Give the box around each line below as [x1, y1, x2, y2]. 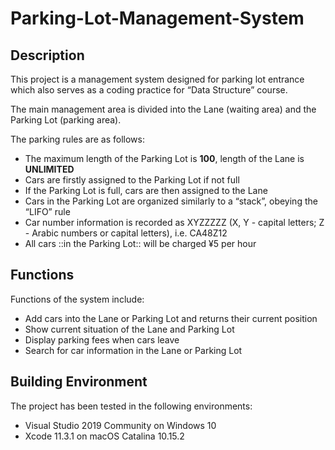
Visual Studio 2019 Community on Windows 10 [24, 419, 217, 431]
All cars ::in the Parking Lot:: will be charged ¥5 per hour [24, 238, 257, 249]
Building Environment [10, 373, 148, 391]
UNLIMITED [24, 163, 75, 175]
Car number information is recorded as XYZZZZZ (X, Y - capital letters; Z [24, 217, 325, 228]
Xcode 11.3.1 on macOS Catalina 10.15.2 [24, 430, 185, 442]
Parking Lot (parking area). [10, 114, 122, 126]
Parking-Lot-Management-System [10, 7, 305, 30]
